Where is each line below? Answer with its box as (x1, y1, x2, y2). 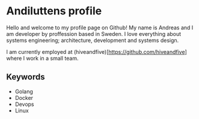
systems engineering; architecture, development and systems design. (6, 36, 179, 44)
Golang (14, 88, 33, 95)
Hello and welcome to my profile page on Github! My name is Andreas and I (6, 24, 194, 31)
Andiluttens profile (6, 4, 102, 18)
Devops (14, 100, 34, 108)
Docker (14, 94, 34, 101)
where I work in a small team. (6, 54, 79, 62)
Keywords (6, 72, 45, 82)
